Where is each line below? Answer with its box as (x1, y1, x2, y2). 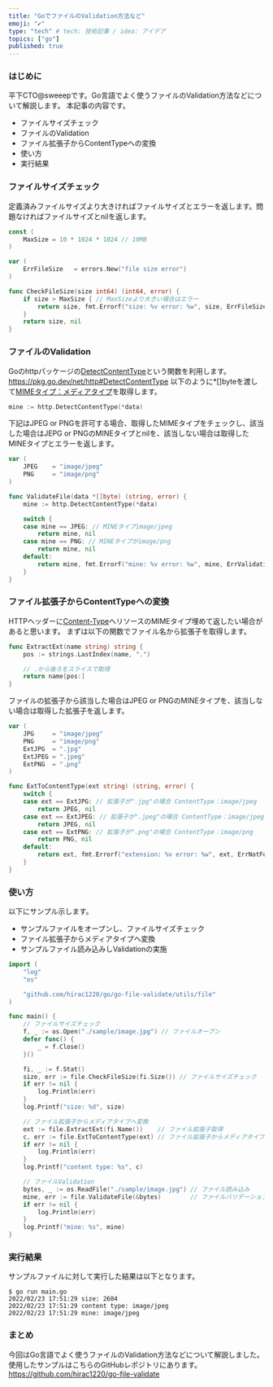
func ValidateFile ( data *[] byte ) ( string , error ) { (8, 492, 187, 501)
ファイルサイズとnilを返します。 (43, 211, 151, 221)
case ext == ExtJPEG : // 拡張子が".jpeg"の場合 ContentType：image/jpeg (23, 812, 265, 821)
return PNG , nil (37, 836, 93, 844)
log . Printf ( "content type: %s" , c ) (23, 1163, 144, 1171)
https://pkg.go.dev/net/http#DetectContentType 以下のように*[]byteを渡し (8, 376, 258, 386)
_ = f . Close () (37, 1042, 85, 1051)
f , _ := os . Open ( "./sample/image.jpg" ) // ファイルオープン (23, 1028, 221, 1036)
